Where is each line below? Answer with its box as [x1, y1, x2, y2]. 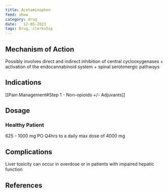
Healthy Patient [5, 122, 45, 129]
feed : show [5, 12, 28, 17]
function [5, 166, 23, 172]
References [5, 181, 43, 189]
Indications [5, 78, 41, 87]
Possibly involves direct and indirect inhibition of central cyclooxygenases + [5, 58, 163, 64]
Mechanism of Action [5, 45, 74, 54]
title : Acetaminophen [5, 7, 51, 13]
